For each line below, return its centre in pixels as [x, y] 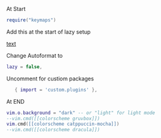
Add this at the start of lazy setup [49, 32]
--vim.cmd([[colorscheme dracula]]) [53, 130]
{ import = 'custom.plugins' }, [56, 90]
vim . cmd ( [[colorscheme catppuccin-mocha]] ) [63, 124]
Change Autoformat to [35, 55]
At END [15, 101]
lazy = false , [25, 67]
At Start [16, 9]
